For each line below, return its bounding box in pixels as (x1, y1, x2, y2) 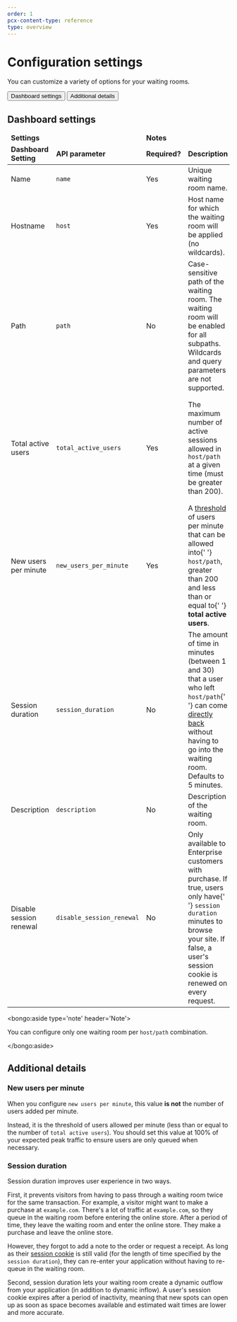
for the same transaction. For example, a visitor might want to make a (7, 1198, 209, 1207)
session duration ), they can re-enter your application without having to (7, 1257, 215, 1265)
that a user (188, 674, 224, 684)
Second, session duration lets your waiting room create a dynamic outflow (7, 1278, 224, 1287)
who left (188, 683, 215, 693)
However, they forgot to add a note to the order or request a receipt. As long (7, 1242, 229, 1251)
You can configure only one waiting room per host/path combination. (7, 1028, 208, 1037)
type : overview (7, 23, 52, 30)
